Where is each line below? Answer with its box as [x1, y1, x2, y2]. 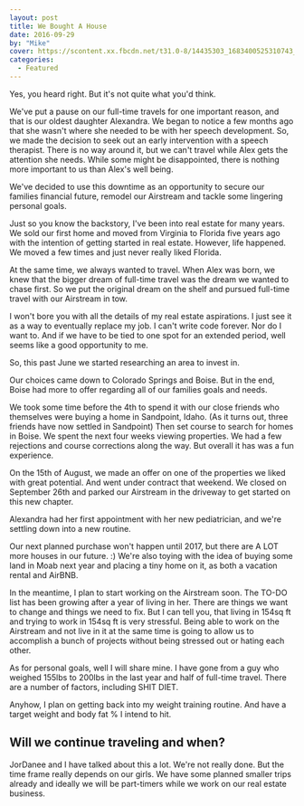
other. [9, 644, 32, 656]
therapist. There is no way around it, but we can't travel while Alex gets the [9, 144, 289, 155]
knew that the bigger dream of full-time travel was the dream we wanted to [9, 273, 290, 285]
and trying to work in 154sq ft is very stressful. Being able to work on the [9, 616, 280, 627]
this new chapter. [9, 496, 74, 507]
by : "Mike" [9, 38, 51, 48]
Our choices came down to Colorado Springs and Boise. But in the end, [9, 375, 275, 385]
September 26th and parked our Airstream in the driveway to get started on [9, 486, 291, 498]
